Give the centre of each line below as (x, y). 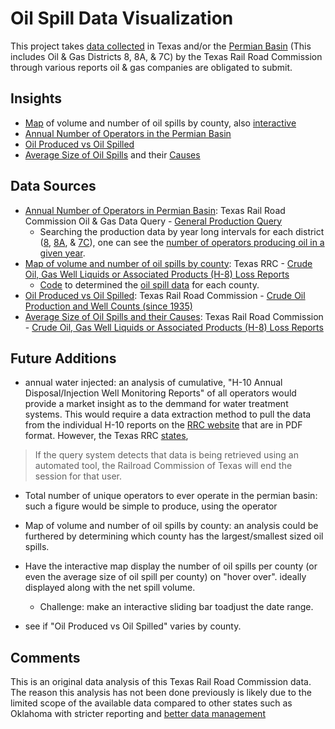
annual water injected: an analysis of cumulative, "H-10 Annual (153, 383)
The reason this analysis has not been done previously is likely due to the (161, 693)
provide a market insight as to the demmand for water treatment (156, 404)
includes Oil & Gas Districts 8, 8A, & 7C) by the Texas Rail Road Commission (166, 56)
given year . (62, 253)
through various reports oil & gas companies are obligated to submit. (151, 67)
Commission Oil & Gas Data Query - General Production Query (153, 221)
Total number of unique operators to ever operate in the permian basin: (171, 496)
